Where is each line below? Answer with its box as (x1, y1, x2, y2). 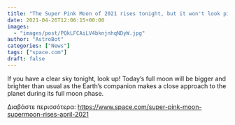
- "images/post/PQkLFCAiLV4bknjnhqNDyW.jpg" (13, 29, 145, 37)
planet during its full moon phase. (7, 89, 104, 97)
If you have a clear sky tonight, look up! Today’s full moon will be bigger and (7, 74, 226, 83)
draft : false (7, 56, 45, 62)
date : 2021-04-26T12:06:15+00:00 (7, 17, 105, 24)
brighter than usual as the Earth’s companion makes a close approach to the (7, 81, 227, 90)
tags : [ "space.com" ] (7, 49, 68, 56)
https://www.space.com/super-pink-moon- (77, 102, 202, 111)
